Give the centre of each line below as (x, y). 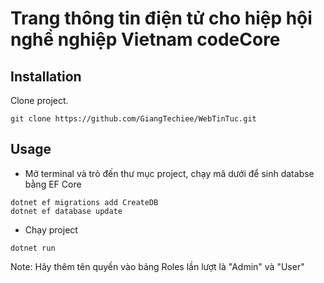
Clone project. (39, 100)
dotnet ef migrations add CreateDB (84, 202)
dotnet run (33, 248)
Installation (46, 76)
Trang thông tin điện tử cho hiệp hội (161, 18)
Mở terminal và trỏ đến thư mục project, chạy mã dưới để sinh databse (169, 173)
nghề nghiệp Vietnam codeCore (145, 39)
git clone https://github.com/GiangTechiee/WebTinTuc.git (133, 119)
